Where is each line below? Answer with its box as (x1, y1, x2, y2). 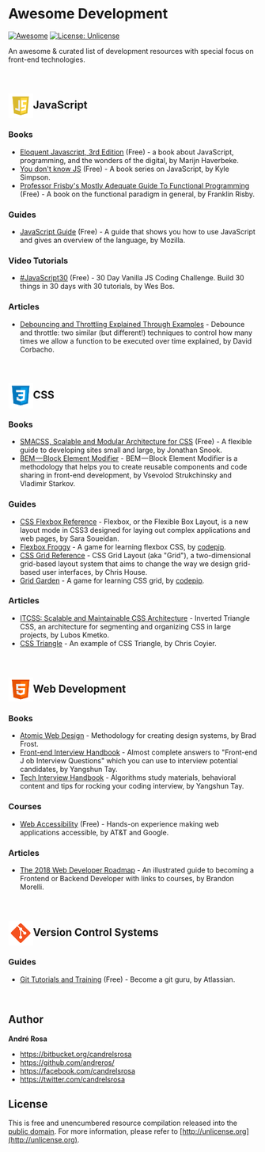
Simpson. (19, 172, 51, 182)
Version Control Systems (32, 926, 159, 939)
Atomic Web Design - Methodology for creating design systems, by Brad (19, 731, 257, 740)
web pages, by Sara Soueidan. (19, 534, 120, 543)
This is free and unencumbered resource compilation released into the (8, 1118, 237, 1128)
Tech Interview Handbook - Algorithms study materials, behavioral (19, 773, 237, 782)
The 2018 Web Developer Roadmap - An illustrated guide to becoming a (19, 865, 255, 875)
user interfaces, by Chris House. (42, 567, 148, 576)
